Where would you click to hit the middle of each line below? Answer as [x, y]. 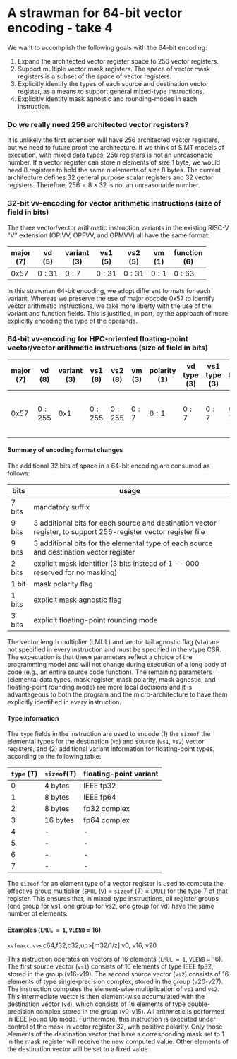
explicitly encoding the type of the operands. [73, 321]
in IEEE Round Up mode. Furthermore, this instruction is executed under [112, 1019]
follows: [19, 473]
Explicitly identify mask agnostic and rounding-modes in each [107, 99]
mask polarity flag [63, 584]
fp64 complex [107, 820]
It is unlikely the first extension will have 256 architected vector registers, [114, 140]
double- [198, 1004]
